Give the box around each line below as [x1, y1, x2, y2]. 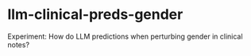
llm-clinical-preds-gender [7, 6, 183, 24]
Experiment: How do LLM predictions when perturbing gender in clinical [7, 32, 243, 41]
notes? [7, 39, 29, 49]
